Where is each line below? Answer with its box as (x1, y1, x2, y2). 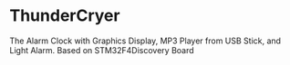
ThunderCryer (9, 5, 120, 26)
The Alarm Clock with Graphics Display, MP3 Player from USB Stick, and (9, 35, 281, 46)
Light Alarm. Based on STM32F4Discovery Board (9, 44, 194, 55)
